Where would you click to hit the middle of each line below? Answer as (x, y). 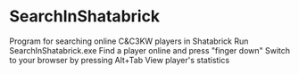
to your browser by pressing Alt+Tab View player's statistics (120, 60)
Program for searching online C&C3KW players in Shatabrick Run (129, 41)
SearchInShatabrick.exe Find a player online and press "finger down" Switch (150, 50)
